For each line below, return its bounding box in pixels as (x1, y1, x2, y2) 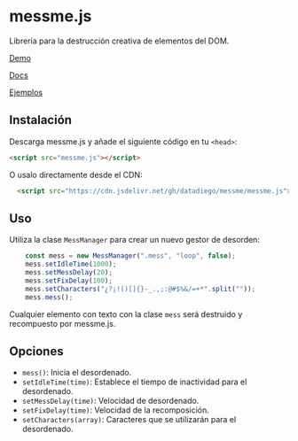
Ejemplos (9, 87, 43, 97)
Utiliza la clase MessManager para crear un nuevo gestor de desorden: (9, 235, 260, 245)
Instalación (9, 112, 73, 128)
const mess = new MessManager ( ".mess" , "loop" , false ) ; (25, 251, 237, 260)
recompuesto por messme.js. (9, 318, 116, 329)
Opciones (9, 344, 64, 359)
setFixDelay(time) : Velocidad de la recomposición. (21, 405, 210, 415)
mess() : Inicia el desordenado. (21, 367, 132, 378)
